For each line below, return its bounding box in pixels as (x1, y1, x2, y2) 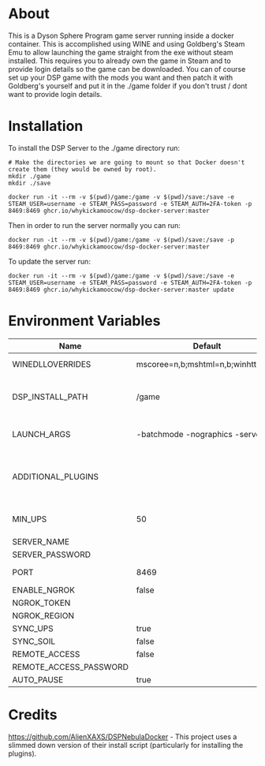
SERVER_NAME (12, 536, 69, 547)
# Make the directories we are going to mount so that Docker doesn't (8, 159, 245, 166)
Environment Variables (8, 312, 161, 330)
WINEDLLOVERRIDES (12, 358, 91, 369)
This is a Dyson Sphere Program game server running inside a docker (8, 31, 234, 40)
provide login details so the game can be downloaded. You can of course (8, 64, 246, 73)
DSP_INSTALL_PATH (12, 391, 88, 402)
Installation (8, 118, 84, 135)
